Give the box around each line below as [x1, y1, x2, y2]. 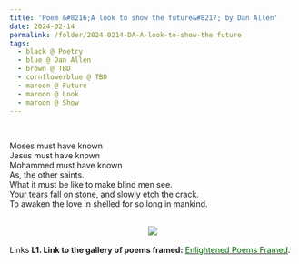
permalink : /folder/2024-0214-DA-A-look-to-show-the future [9, 30, 243, 39]
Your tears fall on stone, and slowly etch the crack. [9, 188, 200, 200]
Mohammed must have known [9, 160, 123, 171]
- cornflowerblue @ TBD [17, 73, 107, 82]
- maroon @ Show [17, 97, 79, 107]
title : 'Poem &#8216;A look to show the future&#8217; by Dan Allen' [9, 13, 279, 23]
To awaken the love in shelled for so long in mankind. [9, 198, 208, 209]
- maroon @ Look [17, 89, 79, 98]
